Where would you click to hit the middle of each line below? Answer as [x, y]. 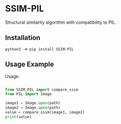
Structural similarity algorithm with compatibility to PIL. [61, 22]
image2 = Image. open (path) [33, 108]
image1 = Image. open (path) [33, 103]
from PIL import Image [28, 94]
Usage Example [30, 64]
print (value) [19, 117]
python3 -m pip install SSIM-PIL [40, 49]
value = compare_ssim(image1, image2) [45, 112]
